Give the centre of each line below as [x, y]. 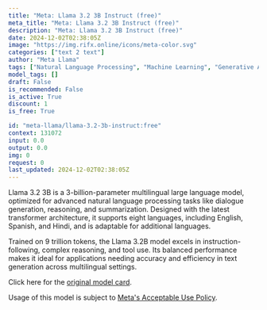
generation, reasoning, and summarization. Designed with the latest [119, 209]
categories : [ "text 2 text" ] [56, 52]
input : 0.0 [26, 140]
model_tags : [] [33, 75]
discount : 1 [28, 104]
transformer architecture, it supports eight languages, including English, [126, 218]
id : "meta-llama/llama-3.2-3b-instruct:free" [85, 126]
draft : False [30, 82]
